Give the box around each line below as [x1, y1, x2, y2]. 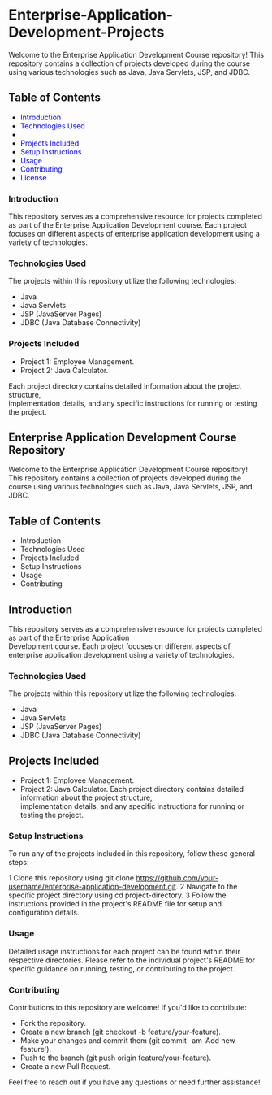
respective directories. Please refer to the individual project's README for [8, 955, 256, 965]
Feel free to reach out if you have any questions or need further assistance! [8, 1077, 261, 1087]
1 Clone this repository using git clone [8, 873, 135, 883]
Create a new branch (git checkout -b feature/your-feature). [19, 1027, 222, 1037]
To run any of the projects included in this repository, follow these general [8, 849, 256, 858]
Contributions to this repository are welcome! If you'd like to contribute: [8, 1002, 248, 1013]
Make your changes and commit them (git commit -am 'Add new [19, 1036, 235, 1045]
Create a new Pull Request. [19, 1062, 111, 1071]
